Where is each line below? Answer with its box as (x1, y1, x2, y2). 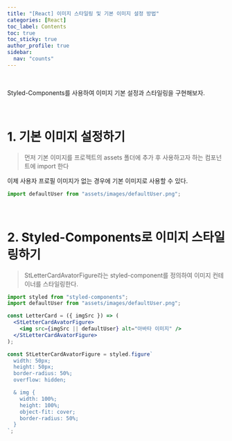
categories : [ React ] (7, 17, 67, 24)
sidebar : (7, 49, 33, 56)
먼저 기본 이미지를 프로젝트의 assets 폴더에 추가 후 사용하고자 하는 (24, 153, 204, 162)
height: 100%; (19, 401, 60, 409)
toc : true (7, 29, 36, 37)
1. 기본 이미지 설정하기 (7, 129, 126, 144)
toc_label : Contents (7, 23, 67, 30)
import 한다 (37, 162, 69, 170)
